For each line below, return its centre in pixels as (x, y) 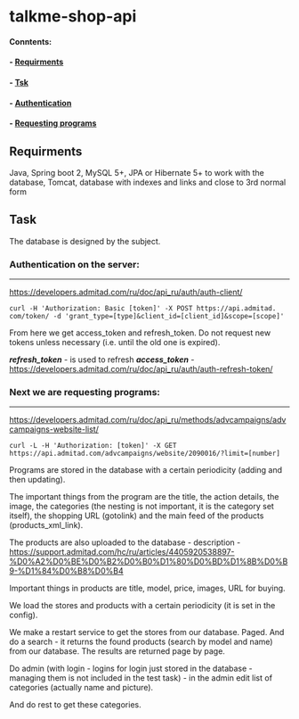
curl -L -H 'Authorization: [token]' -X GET (93, 446)
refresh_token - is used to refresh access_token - (102, 359)
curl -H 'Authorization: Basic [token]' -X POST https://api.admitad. (143, 309)
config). (24, 615)
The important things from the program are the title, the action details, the (144, 497)
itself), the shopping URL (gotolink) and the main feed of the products (137, 516)
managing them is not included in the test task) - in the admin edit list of (141, 678)
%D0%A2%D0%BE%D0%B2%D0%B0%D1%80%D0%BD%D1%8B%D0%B (149, 562)
